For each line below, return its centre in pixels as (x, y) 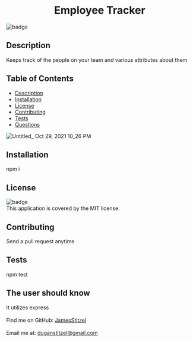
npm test (17, 274)
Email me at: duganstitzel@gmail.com (52, 332)
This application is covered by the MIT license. (63, 208)
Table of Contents (40, 79)
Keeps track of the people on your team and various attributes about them (97, 59)
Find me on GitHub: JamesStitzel (46, 320)
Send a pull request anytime (40, 241)
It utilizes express (28, 308)
